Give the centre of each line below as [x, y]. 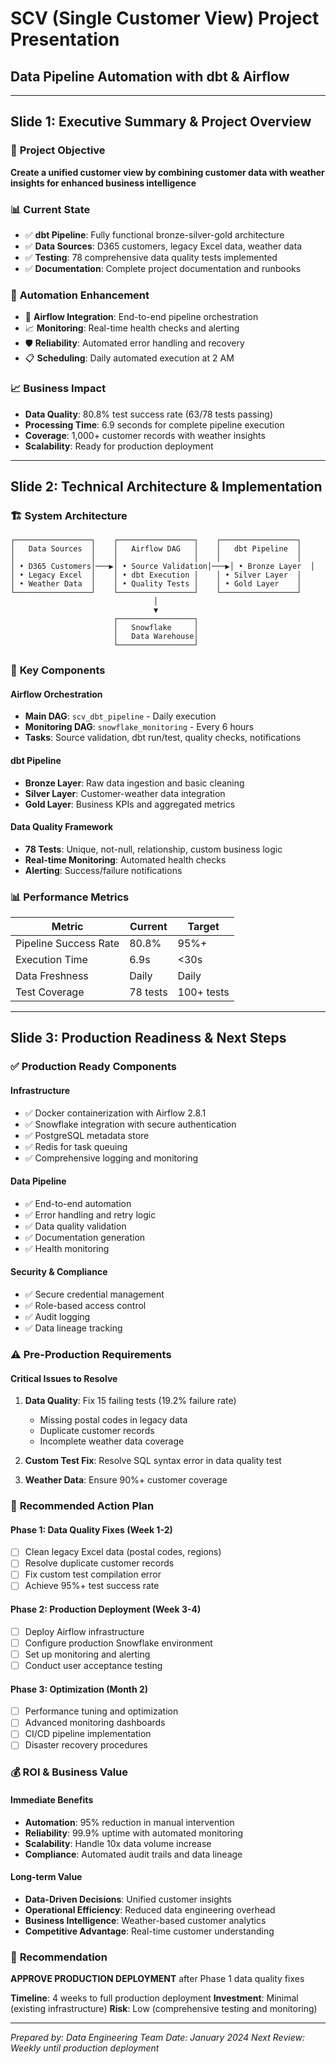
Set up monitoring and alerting [87, 1654]
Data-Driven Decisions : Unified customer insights [128, 1899]
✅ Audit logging [57, 1317]
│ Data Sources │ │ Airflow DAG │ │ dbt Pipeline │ [156, 549]
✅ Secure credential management [94, 1294]
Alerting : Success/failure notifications [103, 870]
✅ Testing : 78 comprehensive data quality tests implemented [151, 257]
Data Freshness [52, 976]
